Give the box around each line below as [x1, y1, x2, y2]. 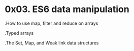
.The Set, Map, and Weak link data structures [5, 39, 99, 46]
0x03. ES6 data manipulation [5, 4, 130, 15]
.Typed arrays [5, 30, 34, 36]
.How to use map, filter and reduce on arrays [5, 20, 98, 26]
